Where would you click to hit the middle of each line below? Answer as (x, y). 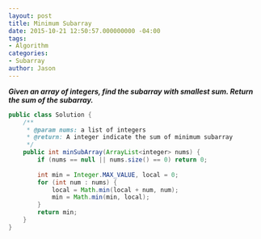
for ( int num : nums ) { (77, 182)
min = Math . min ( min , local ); (101, 197)
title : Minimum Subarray (50, 23)
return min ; (58, 212)
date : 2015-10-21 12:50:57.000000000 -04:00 (84, 31)
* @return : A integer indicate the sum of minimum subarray (129, 137)
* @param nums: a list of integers (86, 130)
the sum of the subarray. (51, 100)
